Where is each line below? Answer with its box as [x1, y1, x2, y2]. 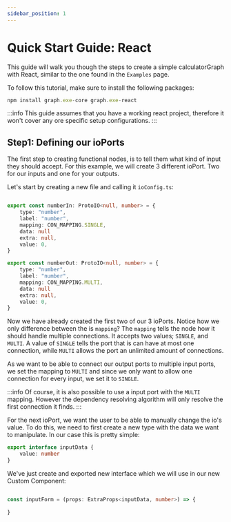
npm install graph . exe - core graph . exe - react [7, 97, 137, 104]
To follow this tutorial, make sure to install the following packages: [7, 84, 194, 92]
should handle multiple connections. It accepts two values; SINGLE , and [7, 332, 208, 340]
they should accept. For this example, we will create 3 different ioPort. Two [7, 162, 220, 171]
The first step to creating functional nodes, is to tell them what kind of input [7, 155, 221, 163]
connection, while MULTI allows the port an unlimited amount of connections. [7, 347, 224, 355]
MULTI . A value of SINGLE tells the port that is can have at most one [7, 339, 194, 347]
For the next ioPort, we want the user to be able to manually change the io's [7, 416, 222, 425]
